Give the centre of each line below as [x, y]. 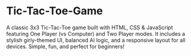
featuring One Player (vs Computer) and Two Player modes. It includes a [96, 33]
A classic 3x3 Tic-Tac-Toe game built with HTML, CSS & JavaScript [89, 27]
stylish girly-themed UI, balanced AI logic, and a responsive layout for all [96, 40]
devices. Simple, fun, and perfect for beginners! [65, 46]
